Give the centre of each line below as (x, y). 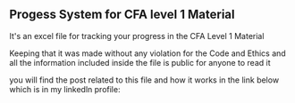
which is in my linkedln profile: (65, 89)
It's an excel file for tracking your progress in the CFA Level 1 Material (137, 36)
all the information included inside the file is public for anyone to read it (140, 62)
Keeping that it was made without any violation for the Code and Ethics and (147, 53)
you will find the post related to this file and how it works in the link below (144, 80)
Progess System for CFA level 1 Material (122, 15)
